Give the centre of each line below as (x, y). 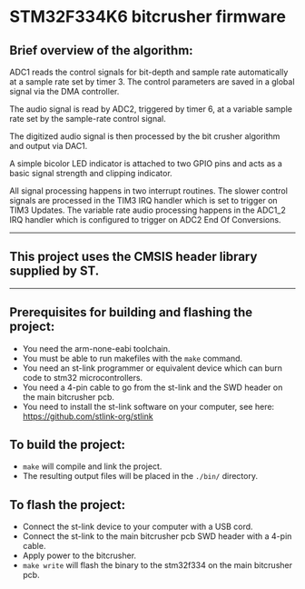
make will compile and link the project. (92, 466)
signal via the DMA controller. (64, 91)
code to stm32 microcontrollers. (83, 377)
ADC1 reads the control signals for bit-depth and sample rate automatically (149, 72)
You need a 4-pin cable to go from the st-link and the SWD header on (152, 387)
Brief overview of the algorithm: (101, 50)
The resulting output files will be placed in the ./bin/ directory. (140, 476)
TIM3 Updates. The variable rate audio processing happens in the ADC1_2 (148, 210)
